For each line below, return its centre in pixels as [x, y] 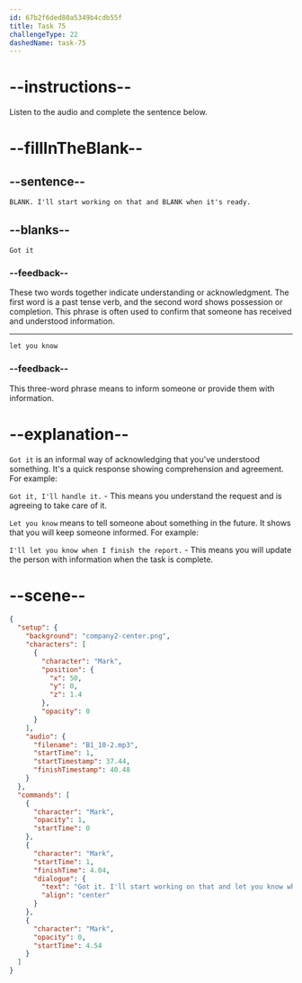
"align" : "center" [76, 896]
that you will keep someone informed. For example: [104, 532]
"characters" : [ [56, 645]
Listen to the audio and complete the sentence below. [109, 112]
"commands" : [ [44, 795]
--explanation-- [69, 434]
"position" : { [68, 670]
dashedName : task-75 [48, 43]
